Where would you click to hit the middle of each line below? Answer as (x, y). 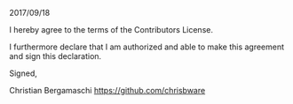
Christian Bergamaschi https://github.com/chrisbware (107, 90)
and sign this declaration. (55, 56)
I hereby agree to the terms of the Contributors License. (111, 30)
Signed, (23, 73)
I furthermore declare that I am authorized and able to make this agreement (147, 47)
